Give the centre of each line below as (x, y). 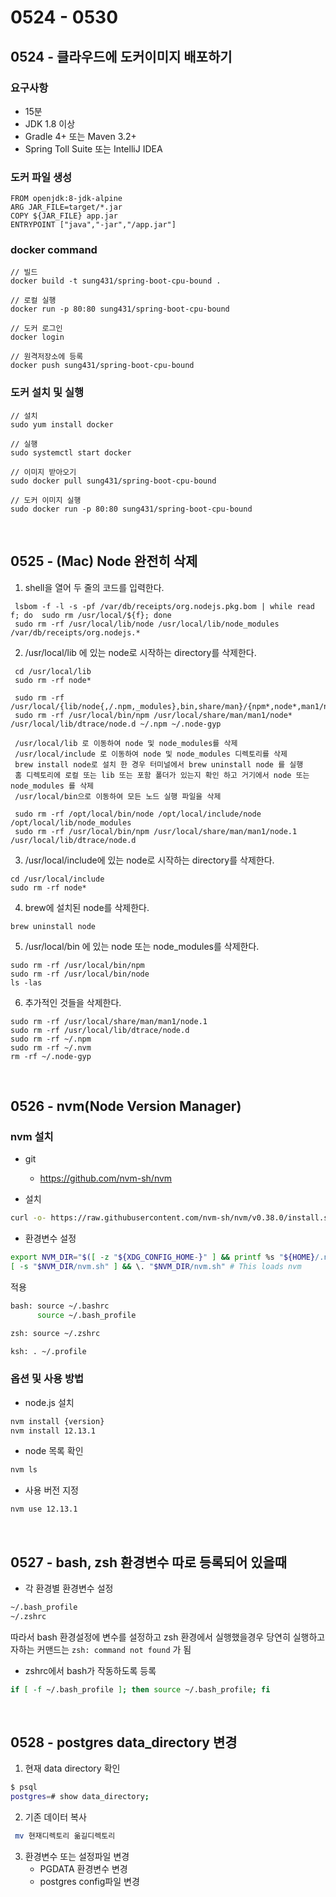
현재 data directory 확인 (72, 1768)
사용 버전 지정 (51, 1490)
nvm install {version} (57, 1421)
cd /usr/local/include (57, 879)
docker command (54, 250)
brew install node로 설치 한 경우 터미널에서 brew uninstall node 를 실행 (159, 764)
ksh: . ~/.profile (48, 1351)
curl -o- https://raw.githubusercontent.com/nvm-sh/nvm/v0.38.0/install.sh (171, 1218)
